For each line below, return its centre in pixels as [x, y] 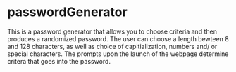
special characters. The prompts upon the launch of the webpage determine [118, 54]
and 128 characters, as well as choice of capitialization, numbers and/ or [112, 46]
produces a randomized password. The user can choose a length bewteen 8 [118, 38]
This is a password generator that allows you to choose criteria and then [112, 31]
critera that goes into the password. [59, 61]
